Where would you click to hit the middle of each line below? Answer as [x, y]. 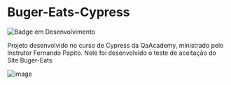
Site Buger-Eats [30, 60]
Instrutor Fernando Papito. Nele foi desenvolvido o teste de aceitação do [112, 53]
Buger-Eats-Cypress [69, 12]
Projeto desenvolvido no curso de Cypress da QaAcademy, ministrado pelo [115, 45]
